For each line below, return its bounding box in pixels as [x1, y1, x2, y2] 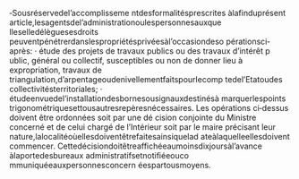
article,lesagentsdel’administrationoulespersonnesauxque [9, 17, 222, 28]
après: [9, 46, 33, 56]
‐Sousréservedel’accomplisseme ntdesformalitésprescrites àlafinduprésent [9, 8, 286, 18]
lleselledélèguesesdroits [9, 27, 98, 37]
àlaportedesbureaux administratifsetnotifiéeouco [9, 150, 190, 160]
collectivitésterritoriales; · [9, 84, 103, 94]
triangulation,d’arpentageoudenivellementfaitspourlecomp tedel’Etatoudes [9, 74, 284, 84]
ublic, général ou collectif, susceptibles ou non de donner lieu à [9, 55, 243, 65]
